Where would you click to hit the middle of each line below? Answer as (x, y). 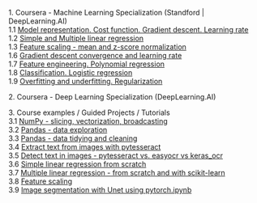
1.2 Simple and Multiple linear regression (76, 38)
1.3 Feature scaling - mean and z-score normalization (97, 47)
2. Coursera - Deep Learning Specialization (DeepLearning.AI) (112, 97)
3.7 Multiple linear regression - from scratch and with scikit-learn (117, 173)
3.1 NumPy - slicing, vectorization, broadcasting (88, 121)
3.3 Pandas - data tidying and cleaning (73, 138)
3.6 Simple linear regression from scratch (77, 164)
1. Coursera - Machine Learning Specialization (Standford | (107, 13)
